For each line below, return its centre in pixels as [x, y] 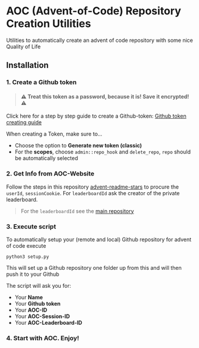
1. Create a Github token [41, 82]
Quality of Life [24, 47]
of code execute [26, 246]
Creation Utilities [49, 24]
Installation [27, 65]
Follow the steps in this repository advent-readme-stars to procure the [93, 187]
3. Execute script [31, 226]
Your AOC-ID [31, 310]
